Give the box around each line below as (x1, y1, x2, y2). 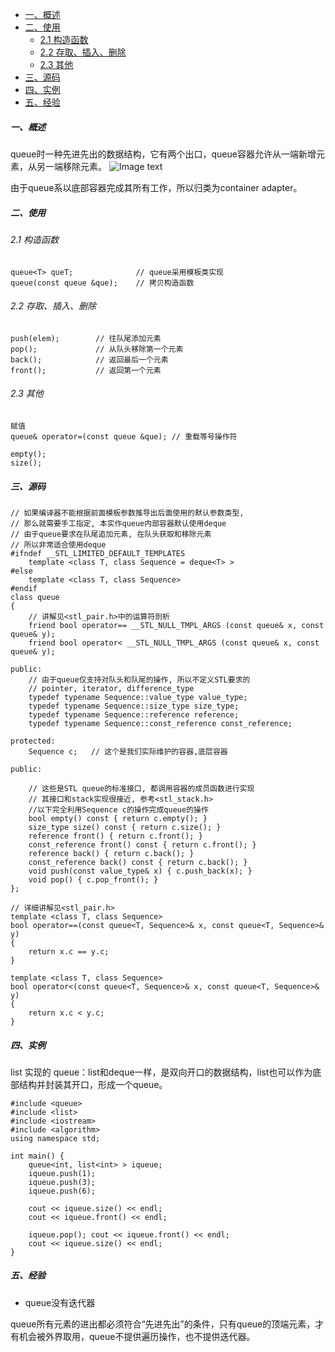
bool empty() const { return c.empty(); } (28, 813, 208, 823)
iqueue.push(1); (28, 1168, 97, 1178)
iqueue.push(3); (28, 1177, 97, 1187)
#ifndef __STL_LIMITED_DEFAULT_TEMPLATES (10, 548, 186, 558)
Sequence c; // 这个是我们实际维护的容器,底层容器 (28, 746, 228, 757)
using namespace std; (10, 1133, 101, 1143)
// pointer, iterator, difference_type (28, 683, 195, 693)
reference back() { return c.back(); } (28, 848, 195, 858)
